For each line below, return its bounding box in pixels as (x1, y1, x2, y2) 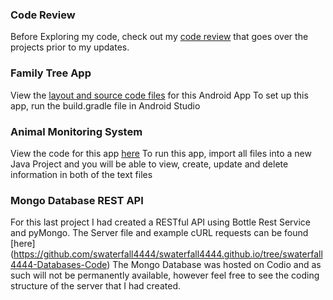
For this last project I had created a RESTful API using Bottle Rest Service (10, 216, 312, 228)
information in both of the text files (10, 168, 153, 180)
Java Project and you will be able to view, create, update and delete (10, 158, 289, 170)
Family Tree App (10, 66, 92, 80)
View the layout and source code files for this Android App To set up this (10, 89, 309, 101)
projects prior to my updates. (10, 41, 130, 53)
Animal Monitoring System (10, 124, 143, 138)
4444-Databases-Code (10, 259, 108, 271)
